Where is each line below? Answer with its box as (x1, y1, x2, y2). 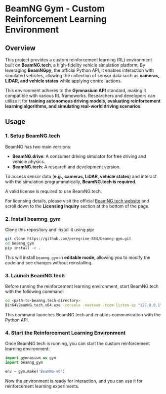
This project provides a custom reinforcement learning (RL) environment (5, 57, 152, 62)
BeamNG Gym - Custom (5, 3, 105, 14)
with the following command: (5, 288, 64, 295)
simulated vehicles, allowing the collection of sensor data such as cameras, (5, 73, 160, 78)
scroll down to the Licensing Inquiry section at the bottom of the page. (5, 203, 150, 209)
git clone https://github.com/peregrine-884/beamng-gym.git (5, 236, 132, 241)
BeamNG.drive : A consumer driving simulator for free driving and (12, 153, 146, 159)
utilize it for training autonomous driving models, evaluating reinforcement (5, 98, 161, 104)
